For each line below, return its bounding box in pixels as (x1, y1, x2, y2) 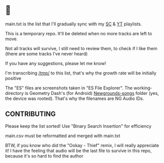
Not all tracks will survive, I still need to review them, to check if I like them (5, 45, 158, 51)
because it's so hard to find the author (5, 153, 83, 159)
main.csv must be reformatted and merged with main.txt (5, 133, 120, 139)
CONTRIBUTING (5, 110, 56, 118)
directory (5, 90, 24, 96)
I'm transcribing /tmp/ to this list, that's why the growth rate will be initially (5, 70, 157, 76)
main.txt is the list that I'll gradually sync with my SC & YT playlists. (5, 21, 142, 27)
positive (5, 75, 21, 81)
